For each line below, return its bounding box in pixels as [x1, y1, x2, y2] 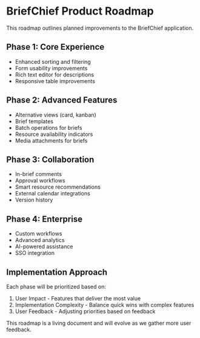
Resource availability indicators [15, 130, 93, 138]
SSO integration [15, 249, 55, 257]
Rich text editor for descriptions [15, 71, 95, 78]
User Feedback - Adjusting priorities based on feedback [15, 308, 156, 315]
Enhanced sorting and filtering [15, 58, 91, 65]
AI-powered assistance [15, 243, 73, 250]
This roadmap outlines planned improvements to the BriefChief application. [6, 24, 194, 32]
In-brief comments [15, 171, 62, 178]
